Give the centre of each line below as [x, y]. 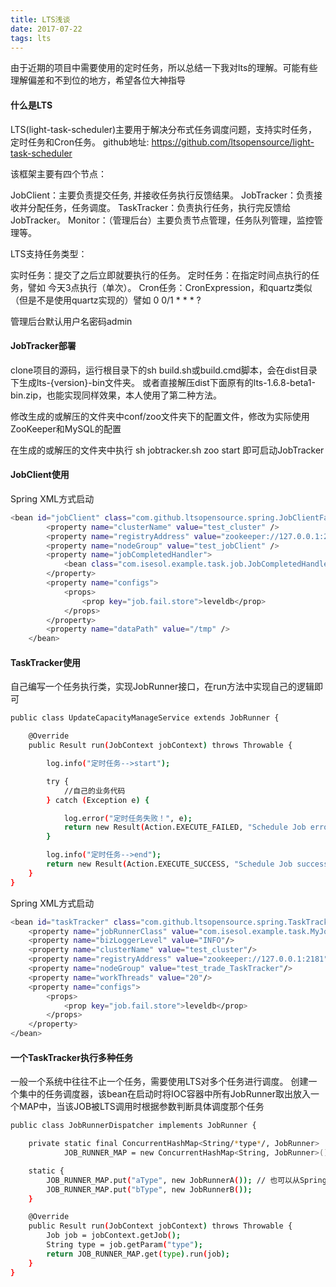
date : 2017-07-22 [46, 29]
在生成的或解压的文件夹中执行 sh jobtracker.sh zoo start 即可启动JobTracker [167, 450]
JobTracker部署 [43, 346]
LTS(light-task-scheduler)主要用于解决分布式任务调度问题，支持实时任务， [164, 129]
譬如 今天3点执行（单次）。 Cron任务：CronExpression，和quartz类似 [170, 287]
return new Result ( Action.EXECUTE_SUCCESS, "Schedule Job [169, 864]
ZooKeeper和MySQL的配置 [66, 428]
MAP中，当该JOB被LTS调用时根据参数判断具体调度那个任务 [141, 1107]
